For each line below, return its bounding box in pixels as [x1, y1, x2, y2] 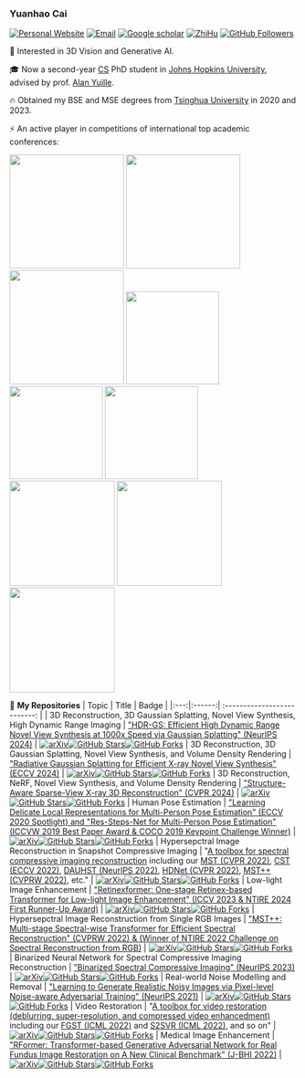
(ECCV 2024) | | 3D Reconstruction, [9, 768, 290, 779]
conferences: [9, 136, 59, 148]
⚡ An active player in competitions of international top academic [9, 123, 250, 134]
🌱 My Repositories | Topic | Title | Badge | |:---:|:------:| [9, 700, 221, 711]
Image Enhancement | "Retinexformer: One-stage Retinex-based [9, 884, 253, 895]
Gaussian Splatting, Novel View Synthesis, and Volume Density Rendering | [9, 748, 292, 759]
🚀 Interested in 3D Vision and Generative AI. [9, 46, 175, 57]
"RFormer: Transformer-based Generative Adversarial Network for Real [9, 1040, 278, 1051]
